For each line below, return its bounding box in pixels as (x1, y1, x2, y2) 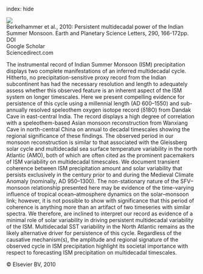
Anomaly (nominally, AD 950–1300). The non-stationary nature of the (6, 178, 179, 185)
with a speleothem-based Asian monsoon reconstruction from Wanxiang (6, 119, 188, 126)
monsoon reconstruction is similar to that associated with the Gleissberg (6, 139, 187, 146)
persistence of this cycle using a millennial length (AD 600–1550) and (6, 100, 179, 107)
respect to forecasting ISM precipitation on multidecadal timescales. (6, 249, 177, 256)
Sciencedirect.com (6, 49, 53, 56)
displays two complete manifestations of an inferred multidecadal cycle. (6, 67, 187, 74)
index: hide (6, 5, 35, 12)
